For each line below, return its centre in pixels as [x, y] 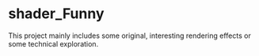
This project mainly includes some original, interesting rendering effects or [129, 35]
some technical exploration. [53, 43]
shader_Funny [56, 14]
